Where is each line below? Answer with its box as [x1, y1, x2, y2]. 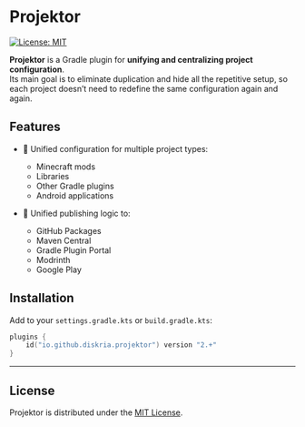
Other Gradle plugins [35, 180, 115, 191]
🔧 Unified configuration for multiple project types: [22, 143, 209, 154]
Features [9, 119, 61, 135]
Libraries [35, 170, 70, 181]
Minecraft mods [35, 161, 96, 172]
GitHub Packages [35, 225, 102, 236]
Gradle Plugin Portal [35, 244, 112, 256]
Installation [9, 290, 74, 306]
